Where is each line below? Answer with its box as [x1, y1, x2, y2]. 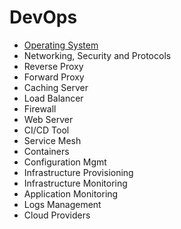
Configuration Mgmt [23, 156, 107, 168]
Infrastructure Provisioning [23, 166, 134, 178]
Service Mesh [23, 134, 82, 146]
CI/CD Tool [23, 124, 70, 136]
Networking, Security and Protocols [23, 49, 172, 61]
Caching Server [23, 81, 89, 93]
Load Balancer [23, 92, 84, 104]
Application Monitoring [23, 187, 119, 200]
